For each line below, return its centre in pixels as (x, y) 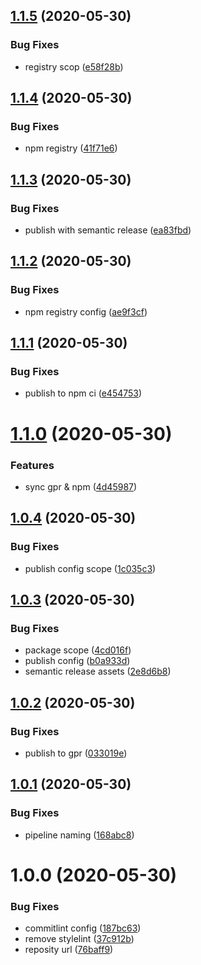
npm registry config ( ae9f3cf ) (86, 311)
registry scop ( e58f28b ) (74, 66)
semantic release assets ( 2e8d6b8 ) (98, 671)
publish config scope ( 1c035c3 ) (90, 568)
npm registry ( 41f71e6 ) (71, 148)
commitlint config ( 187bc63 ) (83, 928)
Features (32, 465)
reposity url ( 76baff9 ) (69, 950)
